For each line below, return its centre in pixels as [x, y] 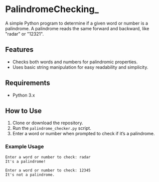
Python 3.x [24, 95]
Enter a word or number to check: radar [48, 157]
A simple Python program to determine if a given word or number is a [77, 23]
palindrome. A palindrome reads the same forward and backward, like [77, 28]
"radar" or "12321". [25, 34]
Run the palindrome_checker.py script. [52, 128]
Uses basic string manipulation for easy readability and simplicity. [80, 67]
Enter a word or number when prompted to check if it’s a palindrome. [84, 134]
